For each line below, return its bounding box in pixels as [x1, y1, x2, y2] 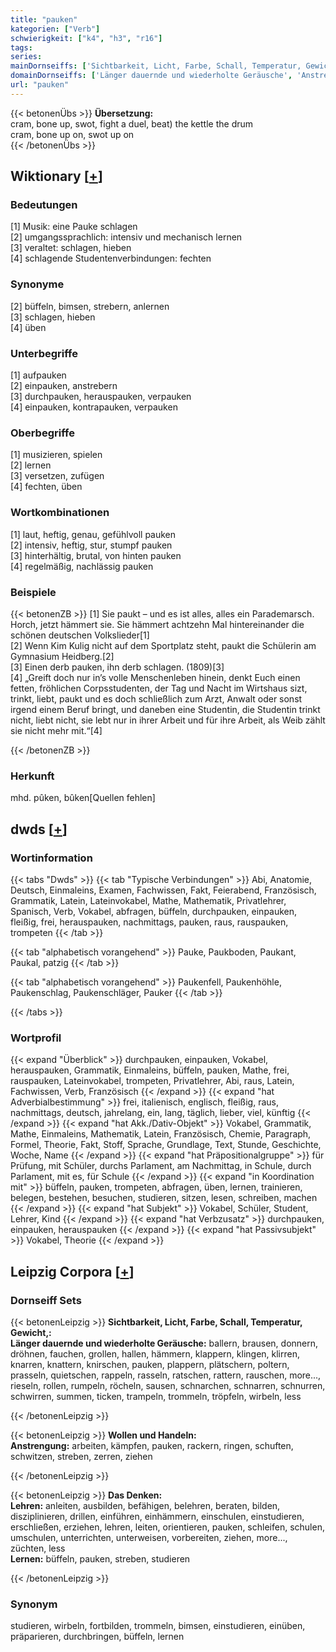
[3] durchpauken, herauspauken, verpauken [10, 391, 192, 403]
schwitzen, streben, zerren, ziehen [10, 1450, 153, 1462]
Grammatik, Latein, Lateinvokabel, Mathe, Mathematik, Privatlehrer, [10, 894, 287, 906]
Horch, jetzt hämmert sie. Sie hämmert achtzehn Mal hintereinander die [10, 618, 305, 630]
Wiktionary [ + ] [10, 168, 103, 185]
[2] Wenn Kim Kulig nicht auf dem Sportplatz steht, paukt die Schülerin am [10, 639, 317, 651]
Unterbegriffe [10, 346, 78, 360]
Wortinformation [10, 851, 93, 865]
